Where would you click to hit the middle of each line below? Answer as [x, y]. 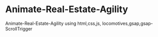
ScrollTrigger [19, 28]
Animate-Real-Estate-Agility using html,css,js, [53, 23]
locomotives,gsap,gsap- [128, 23]
